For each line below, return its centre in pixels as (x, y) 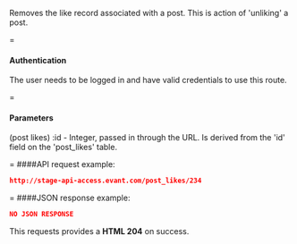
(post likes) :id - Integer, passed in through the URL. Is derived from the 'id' (148, 138)
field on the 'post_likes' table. (64, 147)
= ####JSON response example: (70, 198)
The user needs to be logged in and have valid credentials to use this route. (148, 80)
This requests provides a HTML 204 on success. (99, 231)
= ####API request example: (62, 164)
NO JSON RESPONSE (42, 215)
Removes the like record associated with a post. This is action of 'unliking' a (149, 13)
